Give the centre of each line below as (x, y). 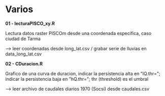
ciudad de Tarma (23, 39)
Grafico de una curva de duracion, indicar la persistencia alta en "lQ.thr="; (83, 73)
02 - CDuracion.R (24, 63)
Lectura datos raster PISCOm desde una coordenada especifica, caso (78, 33)
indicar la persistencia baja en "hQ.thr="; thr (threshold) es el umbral (77, 79)
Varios (19, 9)
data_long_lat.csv (24, 54)
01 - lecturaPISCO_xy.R (30, 23)
